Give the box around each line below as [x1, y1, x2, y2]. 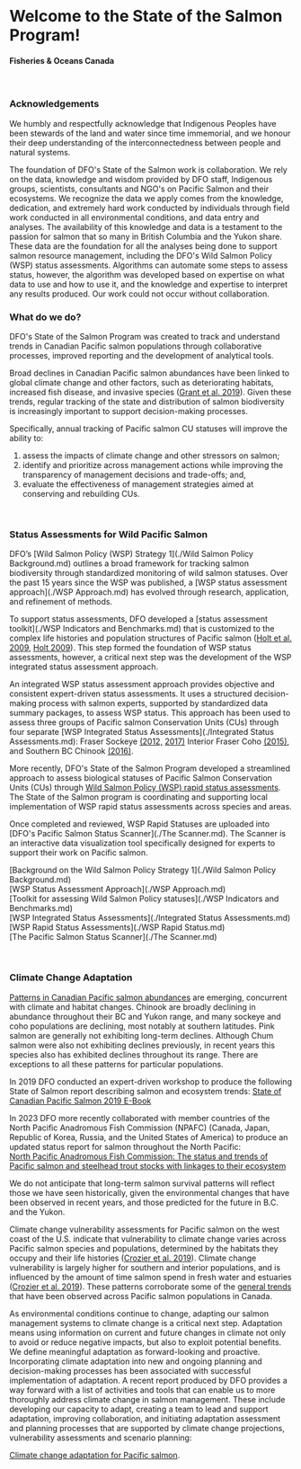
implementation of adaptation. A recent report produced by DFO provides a [9, 1375, 288, 1385]
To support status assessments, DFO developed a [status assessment [9, 614, 268, 624]
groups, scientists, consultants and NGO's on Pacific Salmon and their [9, 183, 270, 194]
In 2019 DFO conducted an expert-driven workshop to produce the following [9, 1075, 292, 1087]
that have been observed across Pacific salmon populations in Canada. [9, 1290, 272, 1301]
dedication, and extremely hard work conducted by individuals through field [9, 202, 290, 213]
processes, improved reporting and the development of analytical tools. [9, 350, 274, 360]
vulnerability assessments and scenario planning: [9, 1432, 192, 1443]
